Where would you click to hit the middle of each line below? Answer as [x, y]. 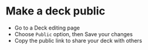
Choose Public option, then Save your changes [73, 34]
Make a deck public [55, 11]
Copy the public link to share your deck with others [78, 40]
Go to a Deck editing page [47, 28]
